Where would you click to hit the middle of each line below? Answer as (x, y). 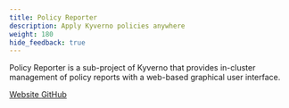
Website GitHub (38, 95)
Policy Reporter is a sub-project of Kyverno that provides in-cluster (132, 68)
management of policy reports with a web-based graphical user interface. (145, 78)
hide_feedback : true (48, 42)
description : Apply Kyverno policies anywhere (97, 26)
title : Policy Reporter (54, 17)
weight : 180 (31, 34)
